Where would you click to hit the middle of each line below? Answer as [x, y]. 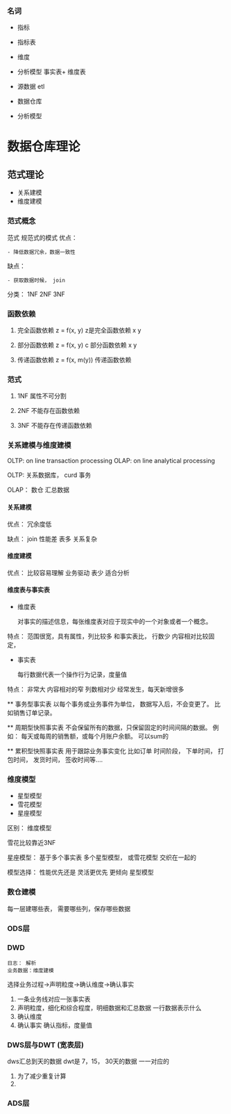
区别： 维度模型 [29, 828]
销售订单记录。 [34, 713]
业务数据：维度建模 [31, 970]
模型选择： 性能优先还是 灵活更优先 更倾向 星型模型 [80, 872]
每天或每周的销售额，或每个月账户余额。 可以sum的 [94, 736]
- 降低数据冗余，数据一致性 [42, 252]
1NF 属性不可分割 [42, 396]
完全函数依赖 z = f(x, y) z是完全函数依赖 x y [79, 330]
